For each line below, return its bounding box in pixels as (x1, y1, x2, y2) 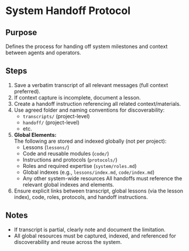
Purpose (5, 27, 37, 37)
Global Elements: (13, 131, 57, 138)
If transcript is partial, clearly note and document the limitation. (13, 226, 166, 233)
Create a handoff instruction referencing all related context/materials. (13, 100, 181, 107)
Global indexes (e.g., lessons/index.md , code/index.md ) (22, 169, 155, 176)
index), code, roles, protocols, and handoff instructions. (13, 193, 149, 200)
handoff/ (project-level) (22, 119, 80, 126)
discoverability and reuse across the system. (13, 238, 122, 245)
